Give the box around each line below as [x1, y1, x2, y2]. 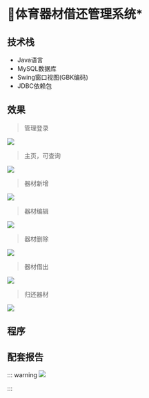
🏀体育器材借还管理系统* [7, 6, 143, 22]
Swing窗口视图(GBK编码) [17, 73, 88, 81]
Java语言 [17, 56, 43, 64]
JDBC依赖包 [17, 82, 52, 90]
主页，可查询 [23, 151, 61, 159]
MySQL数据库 [17, 64, 57, 73]
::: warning [7, 371, 38, 379]
